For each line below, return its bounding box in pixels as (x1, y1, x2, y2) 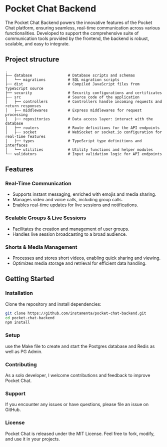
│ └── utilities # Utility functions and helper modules (5, 147, 153, 152)
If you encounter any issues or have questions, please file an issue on (5, 402, 149, 408)
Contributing (5, 361, 37, 368)
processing (5, 112, 28, 117)
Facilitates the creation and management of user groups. (12, 226, 129, 232)
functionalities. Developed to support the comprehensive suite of (5, 30, 139, 36)
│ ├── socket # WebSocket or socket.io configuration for (5, 129, 162, 135)
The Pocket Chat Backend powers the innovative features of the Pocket (5, 19, 152, 25)
